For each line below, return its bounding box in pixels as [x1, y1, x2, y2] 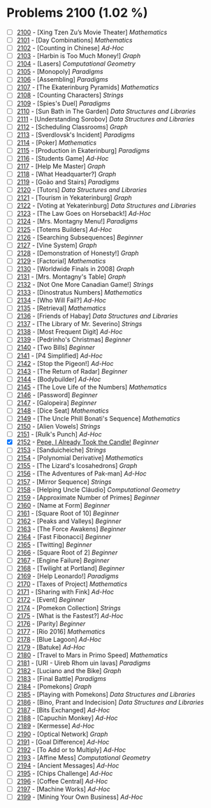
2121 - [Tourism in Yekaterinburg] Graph [16, 193, 132, 202]
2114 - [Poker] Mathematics [16, 138, 97, 147]
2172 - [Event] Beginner [16, 596, 85, 604]
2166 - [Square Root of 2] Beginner [16, 548, 118, 557]
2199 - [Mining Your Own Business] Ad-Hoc [16, 793, 143, 801]
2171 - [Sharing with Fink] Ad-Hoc [16, 588, 115, 596]
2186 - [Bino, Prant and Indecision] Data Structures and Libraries [16, 698, 204, 707]
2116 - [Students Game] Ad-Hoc [16, 154, 109, 162]
